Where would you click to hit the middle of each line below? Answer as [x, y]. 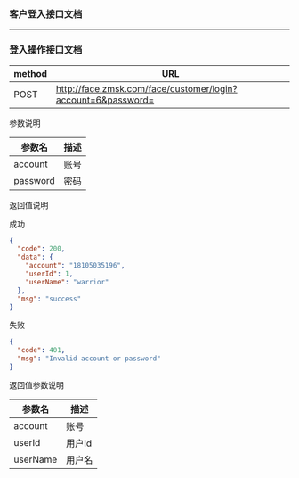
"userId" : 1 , [49, 274]
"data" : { [35, 257]
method [30, 73]
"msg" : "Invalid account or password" [89, 358]
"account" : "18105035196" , [75, 266]
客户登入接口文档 [46, 13]
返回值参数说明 [36, 384]
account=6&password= [105, 100]
